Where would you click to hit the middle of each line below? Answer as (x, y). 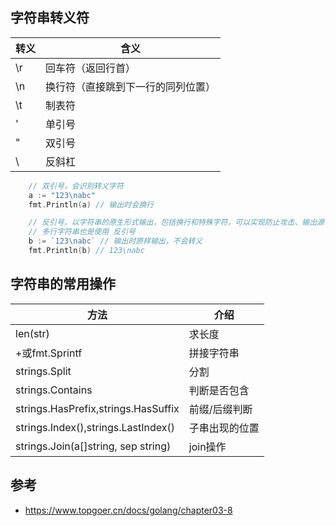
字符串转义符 (50, 18)
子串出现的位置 (224, 428)
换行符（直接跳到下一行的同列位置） (131, 86)
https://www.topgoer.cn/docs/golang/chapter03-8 (128, 510)
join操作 (207, 446)
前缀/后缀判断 (220, 409)
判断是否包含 (219, 390)
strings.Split (43, 371)
